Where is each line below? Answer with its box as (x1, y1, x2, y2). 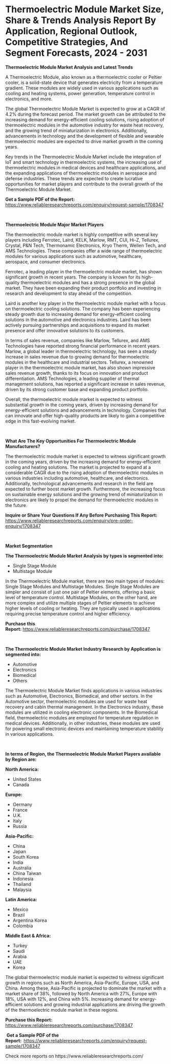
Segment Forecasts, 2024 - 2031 (5, 47, 148, 59)
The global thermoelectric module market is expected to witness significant (5, 974, 164, 980)
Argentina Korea (12, 917, 47, 923)
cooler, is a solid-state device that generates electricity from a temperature (5, 79, 163, 86)
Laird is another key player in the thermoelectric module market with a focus (5, 300, 166, 306)
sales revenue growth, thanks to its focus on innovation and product (5, 370, 149, 376)
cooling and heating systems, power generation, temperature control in (5, 90, 155, 96)
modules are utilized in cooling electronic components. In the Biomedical (5, 709, 158, 715)
